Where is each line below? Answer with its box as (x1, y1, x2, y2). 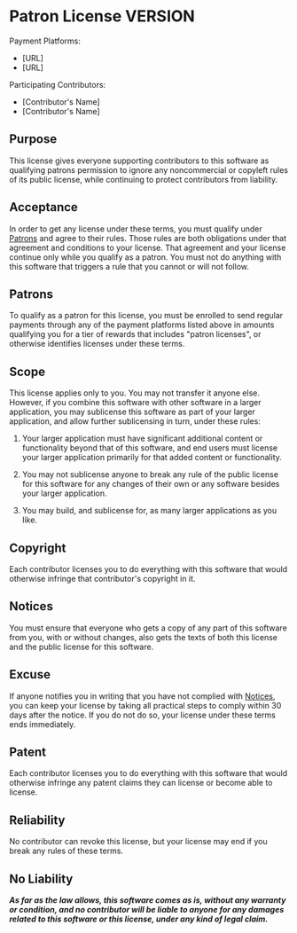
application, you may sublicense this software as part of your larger (9, 406, 255, 418)
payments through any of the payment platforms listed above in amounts (9, 319, 275, 330)
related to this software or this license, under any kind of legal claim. (9, 913, 269, 924)
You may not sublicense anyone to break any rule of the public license (21, 469, 279, 480)
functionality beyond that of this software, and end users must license (21, 443, 278, 453)
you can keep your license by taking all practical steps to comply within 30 (9, 700, 282, 710)
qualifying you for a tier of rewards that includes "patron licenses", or (9, 329, 262, 340)
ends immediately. (9, 718, 76, 729)
